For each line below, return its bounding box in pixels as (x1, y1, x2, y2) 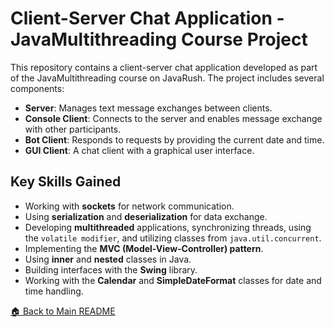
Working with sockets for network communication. (24, 200, 235, 212)
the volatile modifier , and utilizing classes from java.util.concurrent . (24, 232, 322, 244)
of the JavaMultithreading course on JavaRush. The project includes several (10, 72, 325, 84)
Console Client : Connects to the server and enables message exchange (24, 112, 323, 124)
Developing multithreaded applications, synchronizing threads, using (24, 221, 312, 233)
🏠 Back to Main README (10, 305, 116, 317)
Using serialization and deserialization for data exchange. (24, 210, 268, 222)
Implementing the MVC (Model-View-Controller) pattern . (24, 242, 264, 254)
